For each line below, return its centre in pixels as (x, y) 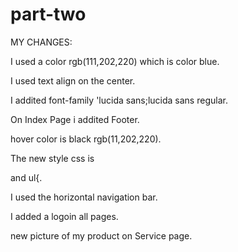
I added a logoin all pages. (64, 216)
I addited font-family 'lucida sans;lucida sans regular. (119, 100)
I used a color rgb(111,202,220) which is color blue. (115, 61)
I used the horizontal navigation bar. (84, 197)
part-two (48, 14)
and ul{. (26, 177)
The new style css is (52, 158)
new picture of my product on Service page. (101, 235)
